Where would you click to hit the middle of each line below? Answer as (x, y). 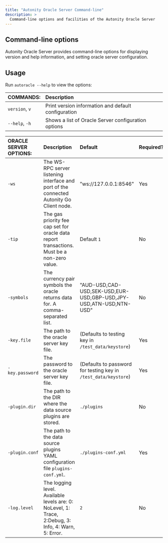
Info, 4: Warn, (59, 527)
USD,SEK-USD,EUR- (104, 291)
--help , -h (19, 123)
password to (58, 364)
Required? (151, 147)
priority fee (56, 220)
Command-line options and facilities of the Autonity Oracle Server (82, 19)
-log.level (20, 508)
